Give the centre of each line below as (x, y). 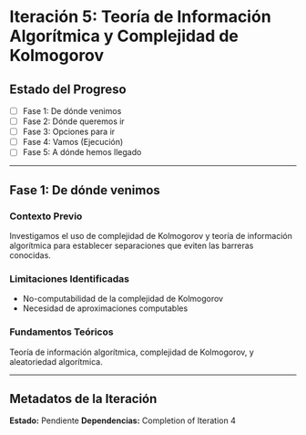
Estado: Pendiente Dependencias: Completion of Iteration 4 (123, 420)
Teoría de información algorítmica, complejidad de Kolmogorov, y (132, 352)
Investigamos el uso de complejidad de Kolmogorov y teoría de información (151, 236)
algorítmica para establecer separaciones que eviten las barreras (132, 245)
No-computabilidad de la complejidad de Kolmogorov (123, 299)
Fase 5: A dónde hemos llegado (82, 152)
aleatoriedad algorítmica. (56, 361)
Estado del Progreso (68, 89)
